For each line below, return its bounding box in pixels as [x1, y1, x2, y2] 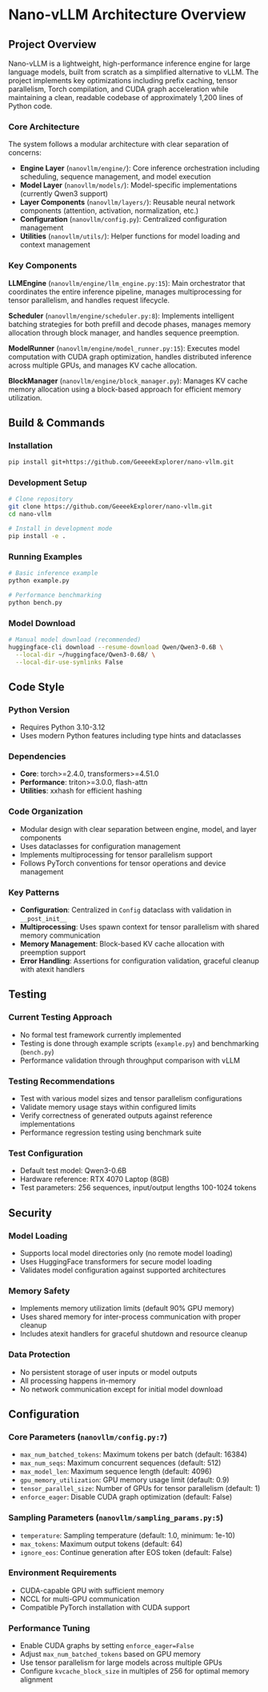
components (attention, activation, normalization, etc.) [19, 206, 199, 215]
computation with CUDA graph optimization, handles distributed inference [8, 352, 252, 361]
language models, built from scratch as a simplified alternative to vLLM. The [8, 67, 259, 77]
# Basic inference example [8, 569, 98, 577]
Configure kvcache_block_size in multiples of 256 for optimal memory [19, 1666, 250, 1676]
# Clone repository [8, 495, 74, 504]
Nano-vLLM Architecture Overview [8, 6, 246, 24]
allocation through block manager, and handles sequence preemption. [8, 328, 240, 337]
